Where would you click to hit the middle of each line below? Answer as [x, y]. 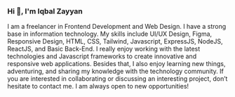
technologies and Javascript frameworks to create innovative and [102, 56]
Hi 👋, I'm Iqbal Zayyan [45, 11]
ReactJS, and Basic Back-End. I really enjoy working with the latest [104, 49]
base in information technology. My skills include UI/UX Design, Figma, [110, 34]
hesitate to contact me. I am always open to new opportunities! [98, 86]
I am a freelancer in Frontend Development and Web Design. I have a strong [117, 27]
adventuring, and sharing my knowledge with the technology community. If [116, 71]
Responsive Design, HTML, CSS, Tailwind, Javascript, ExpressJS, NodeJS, [115, 41]
